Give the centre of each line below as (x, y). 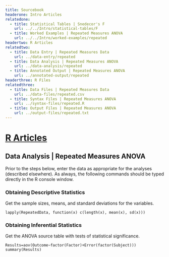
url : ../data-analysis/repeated (48, 66)
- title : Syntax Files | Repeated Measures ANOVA (63, 99)
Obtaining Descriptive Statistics (45, 192)
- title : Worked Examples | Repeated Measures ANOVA (66, 33)
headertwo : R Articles (29, 43)
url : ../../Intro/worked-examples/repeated (61, 38)
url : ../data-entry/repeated (45, 57)
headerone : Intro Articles (34, 15)
